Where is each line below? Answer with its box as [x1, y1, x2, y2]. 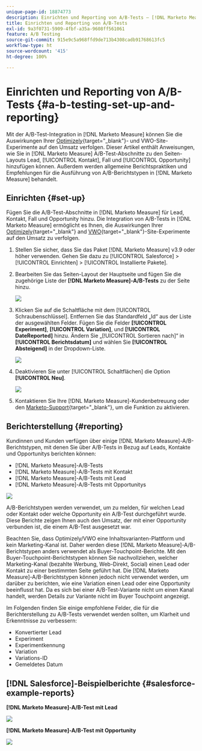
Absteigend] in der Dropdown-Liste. [14, 345, 106, 352]
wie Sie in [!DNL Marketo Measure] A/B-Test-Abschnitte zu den [6, 150, 164, 157]
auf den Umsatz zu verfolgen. [6, 235, 80, 242]
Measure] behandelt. [6, 176, 58, 183]
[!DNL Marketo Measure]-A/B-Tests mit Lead [14, 475, 126, 482]
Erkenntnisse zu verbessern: [6, 617, 77, 624]
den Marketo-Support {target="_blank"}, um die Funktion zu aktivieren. [14, 404, 190, 411]
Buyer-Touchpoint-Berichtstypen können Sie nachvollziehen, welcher [6, 554, 179, 562]
